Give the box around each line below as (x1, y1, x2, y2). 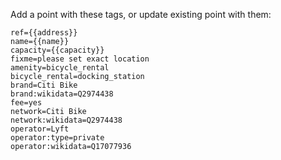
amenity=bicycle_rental (10, 63, 110, 73)
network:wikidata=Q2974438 (10, 115, 123, 125)
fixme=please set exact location (10, 54, 150, 64)
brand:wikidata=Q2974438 (10, 89, 114, 99)
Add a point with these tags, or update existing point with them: (10, 9, 272, 20)
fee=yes (10, 98, 43, 108)
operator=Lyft (10, 124, 70, 134)
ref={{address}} (10, 28, 78, 38)
